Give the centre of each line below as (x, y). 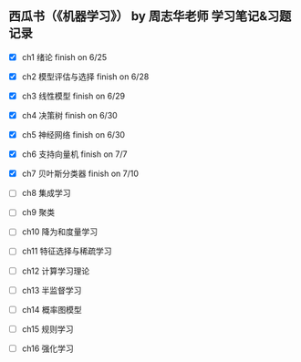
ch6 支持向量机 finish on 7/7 (74, 154)
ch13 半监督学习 (52, 290)
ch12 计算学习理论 (56, 271)
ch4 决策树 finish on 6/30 (69, 115)
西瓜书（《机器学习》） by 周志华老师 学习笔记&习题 (150, 16)
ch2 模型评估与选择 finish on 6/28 (85, 77)
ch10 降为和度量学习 (59, 232)
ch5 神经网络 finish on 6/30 (73, 135)
